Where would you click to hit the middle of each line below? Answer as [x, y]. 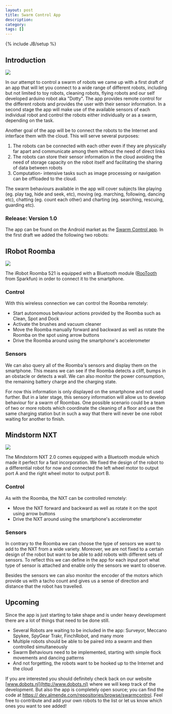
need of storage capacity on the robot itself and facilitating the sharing [88, 162]
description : [19, 20]
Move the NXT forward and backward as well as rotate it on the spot [85, 508]
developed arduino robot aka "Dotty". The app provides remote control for [84, 98]
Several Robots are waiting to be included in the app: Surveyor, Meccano [90, 630]
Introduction [26, 60]
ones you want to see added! [36, 706]
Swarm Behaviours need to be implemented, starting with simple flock [87, 652]
